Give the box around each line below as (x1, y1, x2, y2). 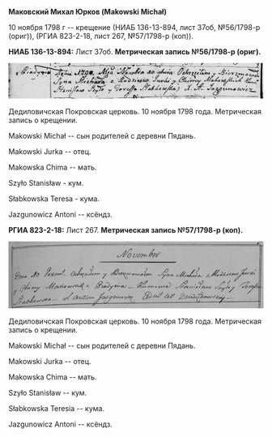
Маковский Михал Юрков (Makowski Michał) (8, 7, 168, 16)
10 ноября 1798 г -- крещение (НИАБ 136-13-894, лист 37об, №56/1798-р (8, 23, 261, 32)
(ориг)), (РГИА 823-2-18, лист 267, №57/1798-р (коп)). (8, 32, 194, 41)
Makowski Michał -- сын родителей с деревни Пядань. (8, 341, 196, 351)
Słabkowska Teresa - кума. (8, 194, 100, 204)
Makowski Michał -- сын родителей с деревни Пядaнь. (8, 131, 196, 140)
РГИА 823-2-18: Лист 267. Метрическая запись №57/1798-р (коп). (8, 225, 244, 234)
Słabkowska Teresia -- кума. (8, 404, 105, 413)
